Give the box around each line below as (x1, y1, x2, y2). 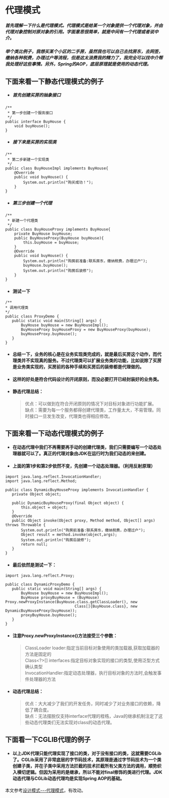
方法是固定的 (24, 651, 51, 657)
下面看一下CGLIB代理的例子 (5, 735, 91, 744)
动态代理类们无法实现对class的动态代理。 (29, 719, 115, 725)
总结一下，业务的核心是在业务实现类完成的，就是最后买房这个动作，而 (12, 351, 157, 357)
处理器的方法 (29, 676, 56, 682)
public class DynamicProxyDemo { (5, 582, 75, 587)
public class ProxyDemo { (5, 314, 59, 319)
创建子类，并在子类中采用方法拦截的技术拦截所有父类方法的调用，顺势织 (12, 762, 161, 769)
